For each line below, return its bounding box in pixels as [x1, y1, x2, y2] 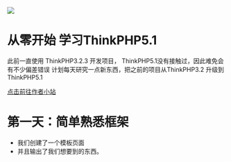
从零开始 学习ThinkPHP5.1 [7, 33, 157, 48]
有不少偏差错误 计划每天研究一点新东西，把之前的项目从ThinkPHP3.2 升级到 [7, 65, 224, 73]
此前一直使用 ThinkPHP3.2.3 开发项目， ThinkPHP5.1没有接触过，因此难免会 [7, 56, 224, 65]
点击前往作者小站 [7, 87, 56, 96]
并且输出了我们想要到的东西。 [17, 147, 103, 155]
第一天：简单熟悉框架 [7, 114, 130, 130]
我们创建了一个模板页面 [17, 138, 85, 147]
